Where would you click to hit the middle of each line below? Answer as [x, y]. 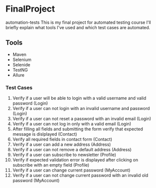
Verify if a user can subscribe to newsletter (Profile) [64, 155]
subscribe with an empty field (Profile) [51, 165]
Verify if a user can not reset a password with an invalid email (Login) [82, 119]
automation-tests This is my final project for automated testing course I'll [78, 22]
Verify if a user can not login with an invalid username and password [81, 109]
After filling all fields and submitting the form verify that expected [78, 129]
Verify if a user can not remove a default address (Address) [72, 150]
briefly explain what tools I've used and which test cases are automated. [78, 27]
